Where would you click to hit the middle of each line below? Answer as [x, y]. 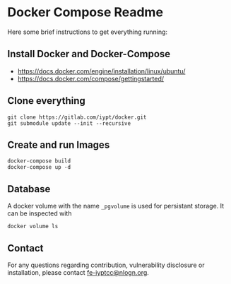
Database [29, 189]
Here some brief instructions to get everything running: [88, 32]
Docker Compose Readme [85, 12]
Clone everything [47, 101]
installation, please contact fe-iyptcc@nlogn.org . [78, 272]
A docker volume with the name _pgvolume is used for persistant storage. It [116, 206]
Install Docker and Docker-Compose [89, 54]
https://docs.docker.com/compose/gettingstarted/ [91, 78]
